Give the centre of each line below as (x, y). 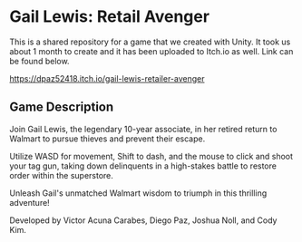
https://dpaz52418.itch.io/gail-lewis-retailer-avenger (107, 78)
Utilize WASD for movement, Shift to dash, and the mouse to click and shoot (151, 156)
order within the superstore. (61, 175)
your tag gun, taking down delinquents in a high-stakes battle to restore (143, 166)
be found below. (39, 61)
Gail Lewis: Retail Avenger (110, 17)
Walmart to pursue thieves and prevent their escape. (107, 139)
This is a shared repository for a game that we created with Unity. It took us (150, 42)
